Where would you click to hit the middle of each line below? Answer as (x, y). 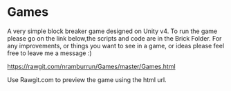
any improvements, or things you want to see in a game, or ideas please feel (116, 45)
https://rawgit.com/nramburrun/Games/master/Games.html (91, 66)
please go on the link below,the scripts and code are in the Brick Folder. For (114, 38)
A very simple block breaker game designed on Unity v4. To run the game (112, 31)
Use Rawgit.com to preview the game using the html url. (87, 79)
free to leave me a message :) (49, 53)
